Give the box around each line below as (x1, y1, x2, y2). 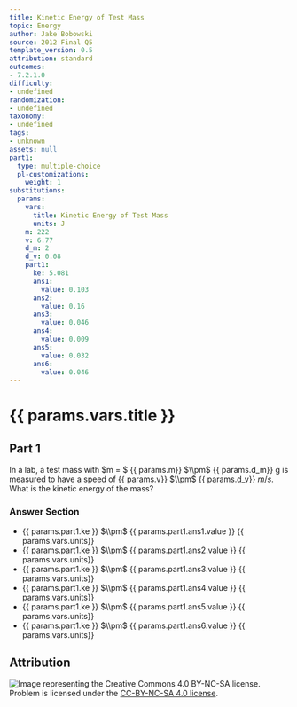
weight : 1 (25, 178, 62, 187)
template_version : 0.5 (9, 46, 93, 55)
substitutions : (9, 186, 66, 195)
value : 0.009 (41, 334, 90, 343)
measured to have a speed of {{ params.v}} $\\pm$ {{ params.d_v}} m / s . (9, 474, 275, 484)
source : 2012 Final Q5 (9, 37, 93, 47)
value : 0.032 (41, 351, 90, 360)
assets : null (9, 145, 58, 153)
